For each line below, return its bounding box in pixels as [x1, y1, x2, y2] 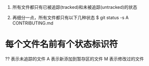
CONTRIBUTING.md [12, 20, 53, 26]
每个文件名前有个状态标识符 [5, 39, 118, 50]
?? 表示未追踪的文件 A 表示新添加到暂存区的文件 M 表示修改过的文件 [5, 56, 145, 62]
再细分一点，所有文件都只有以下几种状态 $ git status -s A [12, 15, 129, 21]
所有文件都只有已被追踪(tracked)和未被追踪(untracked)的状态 [12, 4, 138, 10]
